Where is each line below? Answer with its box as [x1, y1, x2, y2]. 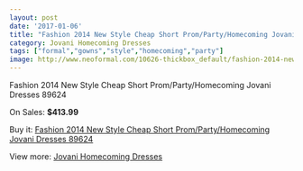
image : [9, 55, 34, 64]
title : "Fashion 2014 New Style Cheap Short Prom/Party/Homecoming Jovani [9, 30, 297, 39]
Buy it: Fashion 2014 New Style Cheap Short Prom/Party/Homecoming [9, 124, 271, 135]
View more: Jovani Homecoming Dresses [9, 151, 163, 162]
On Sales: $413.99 [9, 107, 79, 117]
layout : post [9, 13, 59, 22]
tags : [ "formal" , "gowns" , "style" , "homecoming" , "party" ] [9, 47, 224, 56]
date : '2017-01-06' [9, 22, 83, 31]
